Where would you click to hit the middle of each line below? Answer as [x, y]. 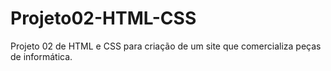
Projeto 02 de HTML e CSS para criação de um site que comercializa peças [166, 46]
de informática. [41, 56]
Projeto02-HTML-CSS [103, 18]
